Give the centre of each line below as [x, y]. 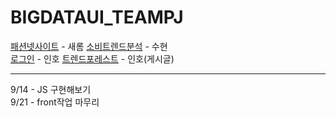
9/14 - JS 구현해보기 [51, 89]
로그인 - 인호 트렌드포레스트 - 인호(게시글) [92, 58]
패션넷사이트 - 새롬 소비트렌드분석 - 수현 [89, 46]
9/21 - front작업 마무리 [55, 102]
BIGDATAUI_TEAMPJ [97, 17]
